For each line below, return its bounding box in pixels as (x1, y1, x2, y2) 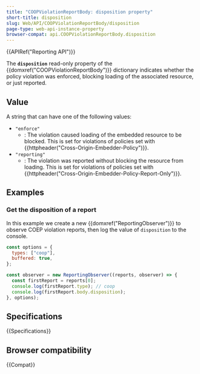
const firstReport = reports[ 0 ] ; (12, 277, 96, 284)
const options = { (6, 244, 53, 250)
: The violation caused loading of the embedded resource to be (24, 131, 182, 138)
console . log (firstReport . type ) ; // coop (12, 283, 115, 289)
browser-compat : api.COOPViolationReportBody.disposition (6, 32, 156, 38)
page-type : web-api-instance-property (6, 25, 104, 32)
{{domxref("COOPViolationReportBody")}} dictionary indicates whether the (6, 66, 194, 73)
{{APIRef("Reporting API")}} (6, 48, 76, 55)
